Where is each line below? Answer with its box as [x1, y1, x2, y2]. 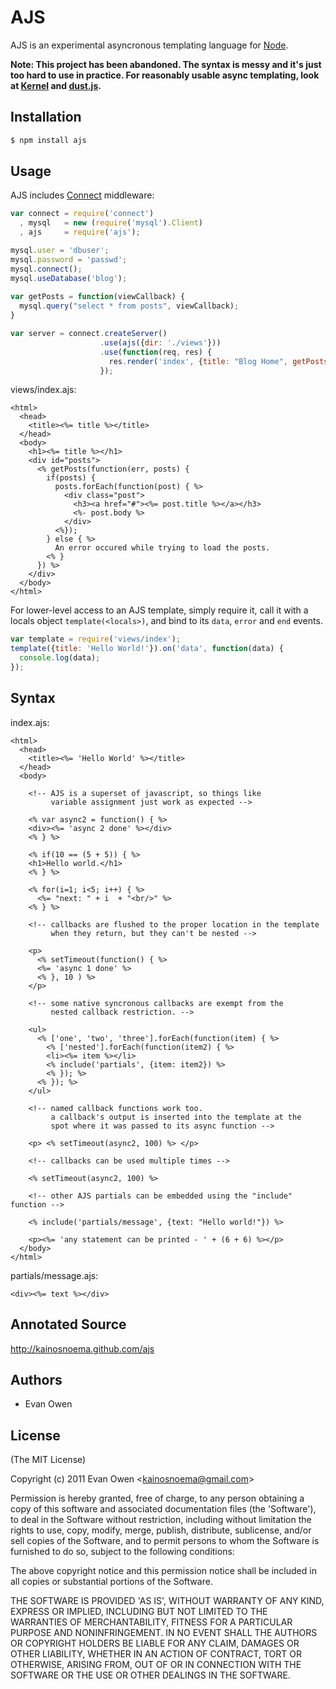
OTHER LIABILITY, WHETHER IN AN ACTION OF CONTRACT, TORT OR [10, 1648, 302, 1660]
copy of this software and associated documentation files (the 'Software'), [10, 1503, 317, 1515]
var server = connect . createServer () [10, 329, 168, 339]
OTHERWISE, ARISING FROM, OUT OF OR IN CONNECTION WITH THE [10, 1659, 302, 1671]
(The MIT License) [10, 1454, 87, 1466]
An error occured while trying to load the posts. [54, 543, 271, 553]
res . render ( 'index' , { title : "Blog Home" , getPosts [108, 356, 329, 366]
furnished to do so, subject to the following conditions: [10, 1546, 235, 1558]
